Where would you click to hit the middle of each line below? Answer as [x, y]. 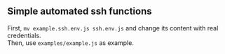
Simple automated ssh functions [80, 11]
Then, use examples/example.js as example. [71, 43]
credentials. [24, 35]
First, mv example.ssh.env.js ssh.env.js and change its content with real [113, 28]
